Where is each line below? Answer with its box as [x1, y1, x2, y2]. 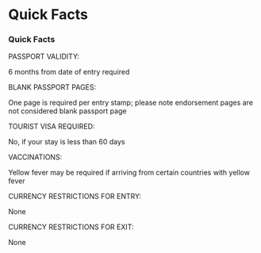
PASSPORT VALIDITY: [8, 52, 80, 61]
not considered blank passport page [8, 106, 127, 116]
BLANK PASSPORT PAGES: [8, 82, 97, 92]
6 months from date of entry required [8, 67, 130, 77]
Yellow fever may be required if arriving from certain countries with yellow [8, 168, 250, 178]
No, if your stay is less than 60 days [8, 137, 125, 147]
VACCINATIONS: [8, 152, 63, 162]
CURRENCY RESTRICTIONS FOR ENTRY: [8, 192, 141, 201]
